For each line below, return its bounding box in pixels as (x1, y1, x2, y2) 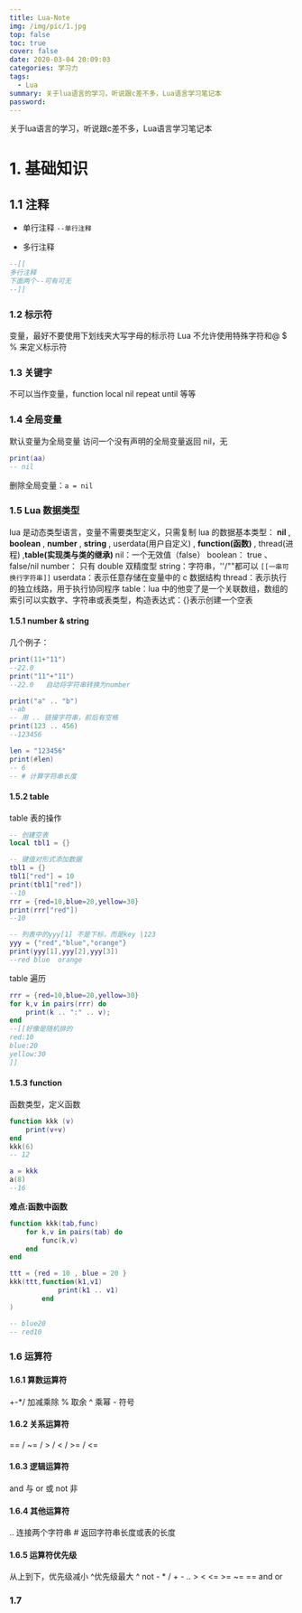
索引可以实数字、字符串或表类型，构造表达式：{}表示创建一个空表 (9, 594, 253, 605)
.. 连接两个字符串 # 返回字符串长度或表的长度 (9, 1527, 176, 1538)
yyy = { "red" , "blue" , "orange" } (9, 939, 127, 948)
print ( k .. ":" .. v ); (25, 1008, 111, 1017)
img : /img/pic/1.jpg (9, 22, 87, 31)
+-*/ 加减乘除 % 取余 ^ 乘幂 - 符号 (9, 1396, 135, 1407)
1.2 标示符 (9, 308, 52, 321)
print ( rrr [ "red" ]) (9, 905, 78, 914)
